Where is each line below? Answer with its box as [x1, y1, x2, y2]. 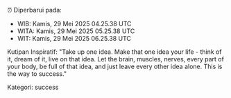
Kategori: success [7, 83, 59, 91]
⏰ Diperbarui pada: [7, 6, 62, 14]
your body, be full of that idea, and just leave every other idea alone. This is [7, 62, 223, 70]
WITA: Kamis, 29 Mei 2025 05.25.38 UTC [17, 27, 135, 35]
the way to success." [7, 70, 67, 78]
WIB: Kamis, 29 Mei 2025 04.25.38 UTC [17, 20, 132, 28]
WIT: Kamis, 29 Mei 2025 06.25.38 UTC [17, 35, 132, 42]
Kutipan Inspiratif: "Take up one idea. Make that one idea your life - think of [7, 48, 222, 56]
